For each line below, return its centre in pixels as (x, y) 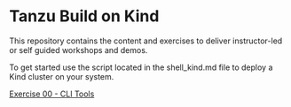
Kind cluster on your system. (62, 76)
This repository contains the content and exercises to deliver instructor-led (146, 41)
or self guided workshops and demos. (79, 50)
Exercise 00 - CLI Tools (52, 94)
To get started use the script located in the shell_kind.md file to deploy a (141, 67)
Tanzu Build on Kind (84, 16)
